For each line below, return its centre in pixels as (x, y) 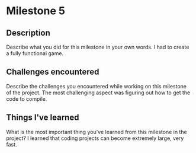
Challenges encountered (53, 72)
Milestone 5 (36, 11)
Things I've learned (43, 118)
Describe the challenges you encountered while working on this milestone (97, 86)
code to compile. (27, 98)
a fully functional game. (35, 53)
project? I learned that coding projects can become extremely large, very (95, 138)
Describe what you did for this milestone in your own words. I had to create (98, 47)
